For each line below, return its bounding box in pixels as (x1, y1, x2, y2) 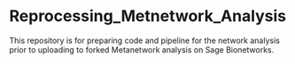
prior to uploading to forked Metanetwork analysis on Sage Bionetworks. (9, 44, 275, 54)
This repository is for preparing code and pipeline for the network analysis (9, 35, 281, 46)
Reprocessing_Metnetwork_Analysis (9, 6, 286, 26)
